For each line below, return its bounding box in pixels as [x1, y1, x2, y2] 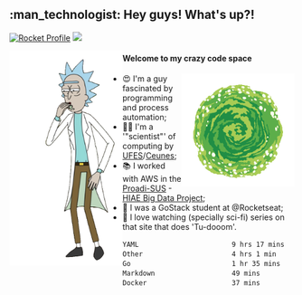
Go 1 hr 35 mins [122, 259, 281, 268]
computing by [122, 140, 175, 152]
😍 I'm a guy [122, 73, 168, 84]
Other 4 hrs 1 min [122, 249, 278, 259]
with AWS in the [122, 174, 182, 185]
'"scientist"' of [122, 131, 176, 142]
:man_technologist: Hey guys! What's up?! [9, 7, 255, 23]
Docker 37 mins [122, 278, 260, 288]
